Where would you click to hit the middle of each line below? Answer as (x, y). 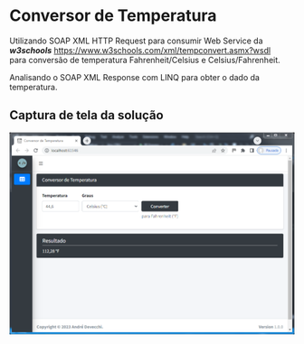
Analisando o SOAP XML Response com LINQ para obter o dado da (135, 77)
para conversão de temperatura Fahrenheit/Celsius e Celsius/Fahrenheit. (145, 60)
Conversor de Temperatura (113, 16)
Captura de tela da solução (87, 115)
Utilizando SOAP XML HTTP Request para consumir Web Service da (136, 41)
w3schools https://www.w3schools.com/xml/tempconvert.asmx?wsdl (140, 50)
